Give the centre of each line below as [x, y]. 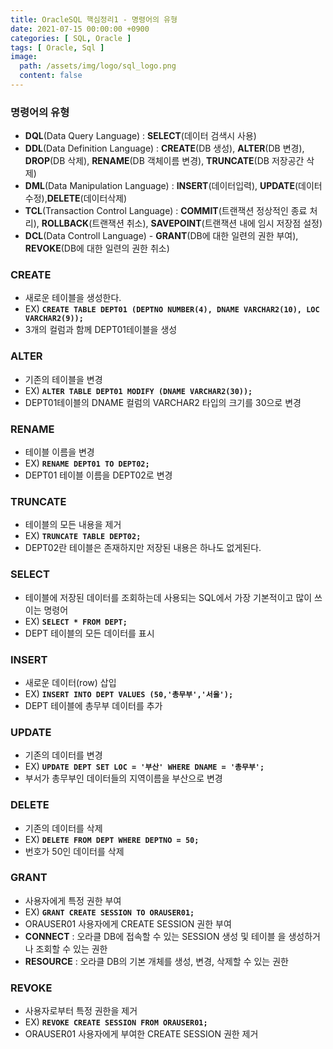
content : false [51, 76]
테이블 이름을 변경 [59, 452]
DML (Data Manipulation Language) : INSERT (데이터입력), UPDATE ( [161, 186]
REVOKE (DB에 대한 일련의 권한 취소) [97, 248]
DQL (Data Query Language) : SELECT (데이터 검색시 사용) [140, 136]
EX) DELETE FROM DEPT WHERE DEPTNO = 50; [112, 839]
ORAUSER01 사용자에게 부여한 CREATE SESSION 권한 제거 [141, 1034]
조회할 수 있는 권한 [71, 948]
